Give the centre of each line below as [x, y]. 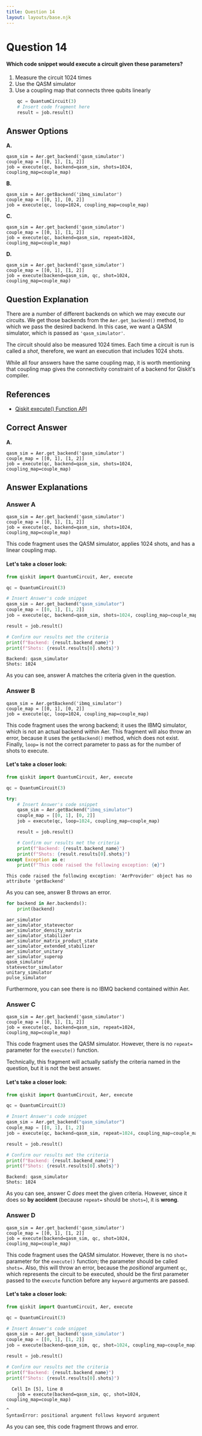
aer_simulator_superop [35, 957]
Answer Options [37, 131]
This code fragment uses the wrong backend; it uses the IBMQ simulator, [97, 725]
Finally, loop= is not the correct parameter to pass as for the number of [94, 744]
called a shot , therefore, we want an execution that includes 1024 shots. [95, 351]
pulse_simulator [26, 978]
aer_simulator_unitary [35, 952]
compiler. [18, 376]
